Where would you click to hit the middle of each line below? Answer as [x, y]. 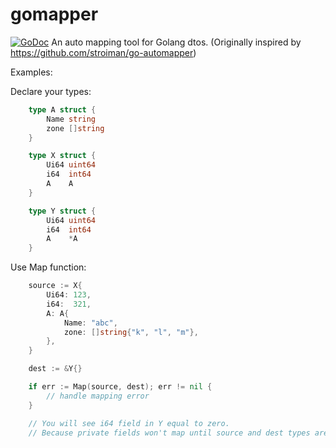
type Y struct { [62, 211]
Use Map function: [48, 267]
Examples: [31, 72]
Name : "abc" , [90, 323]
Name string [71, 119]
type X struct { [62, 156]
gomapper [54, 14]
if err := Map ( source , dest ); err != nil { [120, 387]
